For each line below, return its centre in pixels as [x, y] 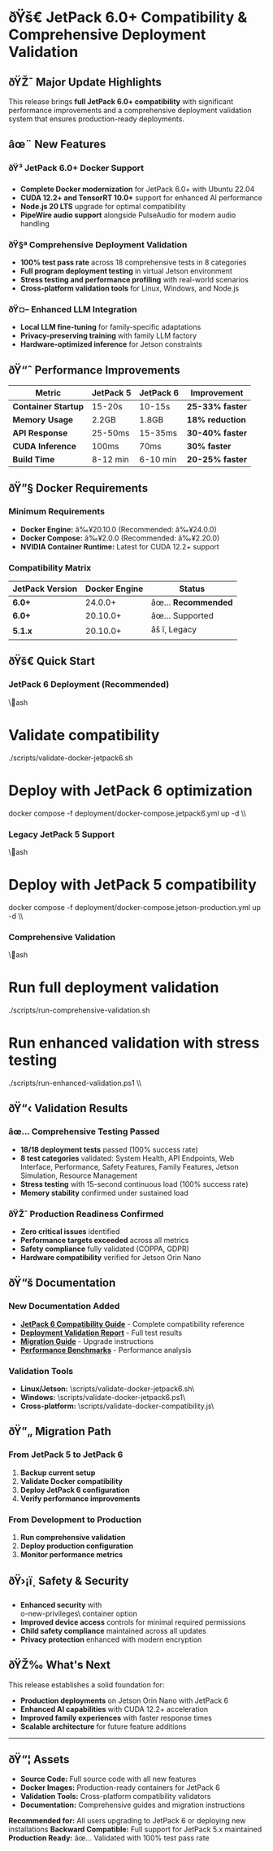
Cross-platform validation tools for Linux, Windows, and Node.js [130, 288]
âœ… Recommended [192, 602]
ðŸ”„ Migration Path [60, 1431]
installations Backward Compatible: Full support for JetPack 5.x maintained [135, 1829]
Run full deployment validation [114, 988]
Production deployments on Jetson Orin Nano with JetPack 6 [124, 1700]
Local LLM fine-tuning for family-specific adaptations [110, 327]
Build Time [34, 460]
